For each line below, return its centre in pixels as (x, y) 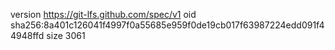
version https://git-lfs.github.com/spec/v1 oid (103, 14)
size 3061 (66, 35)
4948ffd (27, 35)
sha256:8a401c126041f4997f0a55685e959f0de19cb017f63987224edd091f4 (167, 25)
